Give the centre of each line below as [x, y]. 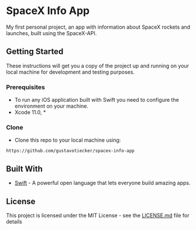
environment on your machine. [51, 106]
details [14, 221]
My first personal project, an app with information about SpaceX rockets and [98, 27]
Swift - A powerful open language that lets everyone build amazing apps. [102, 183]
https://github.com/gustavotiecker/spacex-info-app [70, 151]
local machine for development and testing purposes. [71, 72]
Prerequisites [25, 87]
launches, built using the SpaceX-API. [51, 33]
